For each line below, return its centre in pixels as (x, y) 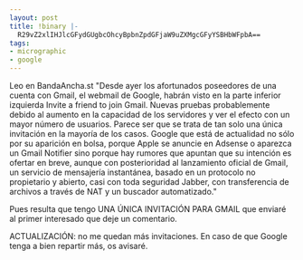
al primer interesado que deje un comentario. (94, 219)
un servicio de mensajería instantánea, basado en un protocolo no (133, 172)
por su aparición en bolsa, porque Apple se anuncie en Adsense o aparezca (151, 143)
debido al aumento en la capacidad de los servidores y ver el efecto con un (150, 115)
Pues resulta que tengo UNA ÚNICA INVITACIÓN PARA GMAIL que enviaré (148, 209)
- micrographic (38, 52)
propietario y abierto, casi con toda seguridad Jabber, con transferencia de (149, 182)
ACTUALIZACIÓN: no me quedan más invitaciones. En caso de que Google (148, 236)
